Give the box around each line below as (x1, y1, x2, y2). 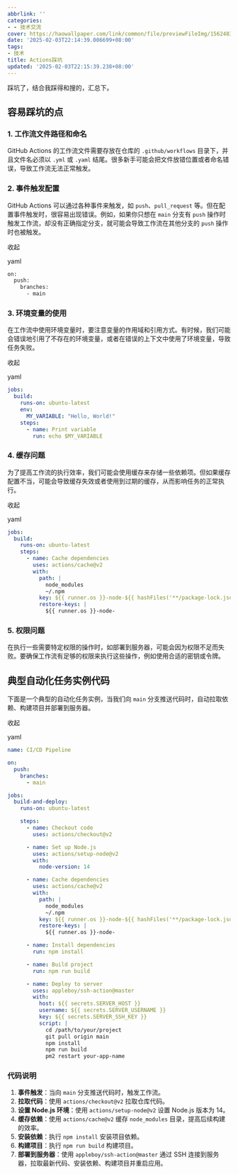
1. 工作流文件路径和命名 (7, 129, 87, 139)
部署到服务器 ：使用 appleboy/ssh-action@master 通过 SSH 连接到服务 (17, 1150, 220, 1158)
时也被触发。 (7, 227, 45, 236)
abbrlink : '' (7, 10, 46, 18)
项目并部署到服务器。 (31, 704, 94, 712)
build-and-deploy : (13, 798, 69, 806)
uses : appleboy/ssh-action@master (33, 987, 135, 994)
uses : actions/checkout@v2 (33, 831, 113, 838)
